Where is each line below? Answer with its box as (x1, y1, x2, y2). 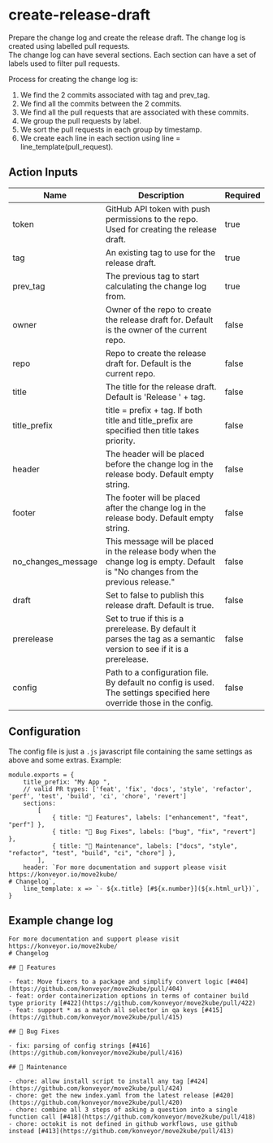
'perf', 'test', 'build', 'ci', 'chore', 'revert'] (8, 792, 187, 800)
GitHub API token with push (105, 203, 210, 215)
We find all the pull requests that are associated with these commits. (19, 107, 249, 117)
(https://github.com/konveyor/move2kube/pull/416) (8, 1049, 184, 1058)
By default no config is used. (105, 676, 215, 688)
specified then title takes (105, 424, 200, 436)
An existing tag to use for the (105, 246, 215, 258)
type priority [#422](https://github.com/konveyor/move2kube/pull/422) (8, 999, 256, 1007)
